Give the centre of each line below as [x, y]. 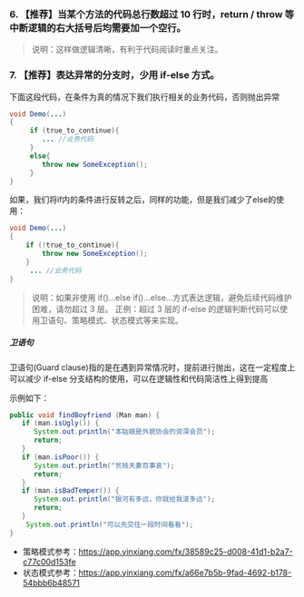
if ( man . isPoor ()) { [60, 457]
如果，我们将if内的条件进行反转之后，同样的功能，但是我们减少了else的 [143, 200]
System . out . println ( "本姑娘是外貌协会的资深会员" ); [124, 432]
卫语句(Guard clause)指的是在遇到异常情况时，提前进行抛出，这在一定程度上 [152, 367]
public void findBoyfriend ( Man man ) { [85, 415]
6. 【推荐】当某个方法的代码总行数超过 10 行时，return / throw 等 [152, 14]
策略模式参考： [50, 552]
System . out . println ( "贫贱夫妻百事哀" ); [104, 465]
